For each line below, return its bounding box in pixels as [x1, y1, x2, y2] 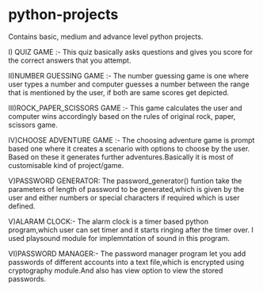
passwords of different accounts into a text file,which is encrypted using [8, 257, 245, 266]
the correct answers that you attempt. [8, 56, 131, 65]
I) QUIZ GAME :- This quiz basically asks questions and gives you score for [8, 47, 253, 56]
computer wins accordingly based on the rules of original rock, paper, [8, 111, 236, 121]
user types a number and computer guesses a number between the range [8, 79, 250, 89]
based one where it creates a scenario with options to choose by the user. [8, 144, 250, 153]
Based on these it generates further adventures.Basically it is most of [8, 152, 234, 162]
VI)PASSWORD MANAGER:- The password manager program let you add [8, 248, 246, 258]
